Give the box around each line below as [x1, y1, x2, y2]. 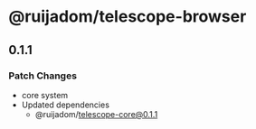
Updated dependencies [21, 99, 110, 110]
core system [21, 89, 69, 100]
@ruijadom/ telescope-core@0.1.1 [34, 108, 158, 119]
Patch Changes [8, 69, 78, 82]
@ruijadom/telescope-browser [8, 6, 247, 27]
